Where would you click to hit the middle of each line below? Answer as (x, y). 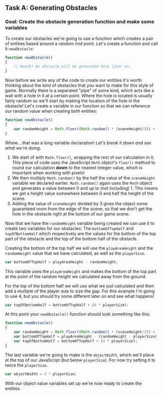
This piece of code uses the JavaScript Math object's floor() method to (84, 162)
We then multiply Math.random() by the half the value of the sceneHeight (83, 178)
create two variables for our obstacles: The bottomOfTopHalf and (69, 228)
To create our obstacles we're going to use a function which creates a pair (79, 38)
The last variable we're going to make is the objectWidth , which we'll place (80, 355)
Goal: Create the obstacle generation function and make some (80, 22)
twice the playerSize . (26, 365)
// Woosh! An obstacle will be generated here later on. (73, 67)
